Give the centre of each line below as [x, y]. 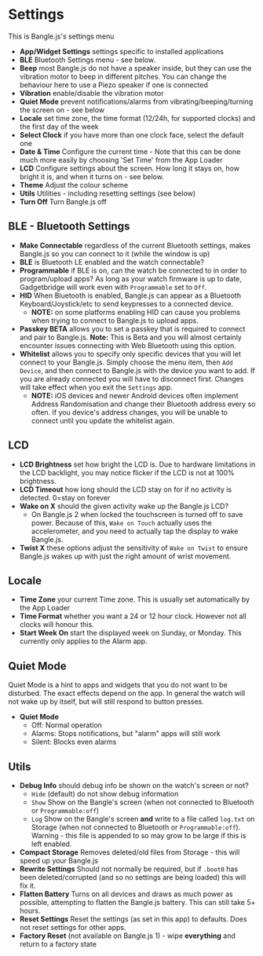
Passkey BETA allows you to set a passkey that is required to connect [132, 328]
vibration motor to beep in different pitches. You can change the [123, 76]
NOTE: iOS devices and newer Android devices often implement [135, 395]
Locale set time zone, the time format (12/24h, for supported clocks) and [137, 118]
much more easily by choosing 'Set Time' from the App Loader [121, 159]
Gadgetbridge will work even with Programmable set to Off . [113, 287]
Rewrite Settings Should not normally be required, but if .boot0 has [128, 869]
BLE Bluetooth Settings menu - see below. [87, 60]
